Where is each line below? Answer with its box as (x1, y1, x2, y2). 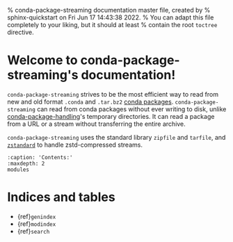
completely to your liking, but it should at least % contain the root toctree (7, 21, 218, 29)
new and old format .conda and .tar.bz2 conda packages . (7, 97, 174, 106)
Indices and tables (7, 189, 116, 205)
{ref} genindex (17, 212, 56, 220)
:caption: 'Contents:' (7, 154, 73, 161)
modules (7, 166, 30, 173)
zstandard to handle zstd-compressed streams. (7, 140, 143, 149)
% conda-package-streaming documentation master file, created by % (7, 6, 211, 14)
